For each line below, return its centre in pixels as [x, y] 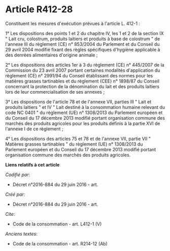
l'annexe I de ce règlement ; [34, 129]
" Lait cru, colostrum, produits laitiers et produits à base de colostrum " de [83, 39]
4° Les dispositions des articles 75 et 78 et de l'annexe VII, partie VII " [78, 138]
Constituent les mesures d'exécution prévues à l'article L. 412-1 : [73, 23]
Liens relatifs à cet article [32, 164]
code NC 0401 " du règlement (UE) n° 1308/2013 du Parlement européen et [84, 113]
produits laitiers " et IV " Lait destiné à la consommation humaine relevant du [85, 107]
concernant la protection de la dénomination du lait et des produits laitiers [82, 86]
